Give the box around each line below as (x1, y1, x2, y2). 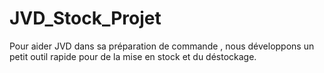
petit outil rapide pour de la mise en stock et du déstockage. (9, 50, 257, 62)
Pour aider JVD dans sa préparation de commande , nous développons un (9, 40, 315, 52)
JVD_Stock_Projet (9, 7, 162, 30)
